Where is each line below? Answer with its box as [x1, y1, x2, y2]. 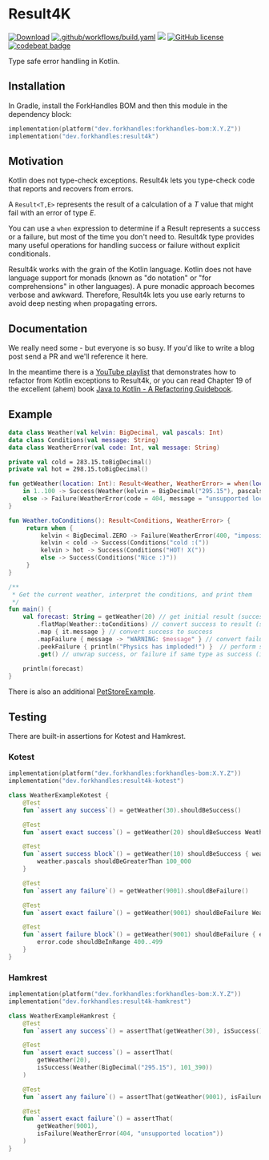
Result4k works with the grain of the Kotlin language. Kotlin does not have [8, 265, 252, 275]
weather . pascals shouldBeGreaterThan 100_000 [37, 857, 192, 865]
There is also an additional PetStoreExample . [8, 687, 156, 696]
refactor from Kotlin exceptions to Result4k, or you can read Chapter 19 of [8, 375, 252, 385]
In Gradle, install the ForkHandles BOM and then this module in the [8, 101, 228, 110]
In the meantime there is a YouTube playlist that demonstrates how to [8, 367, 236, 377]
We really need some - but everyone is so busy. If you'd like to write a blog [8, 343, 255, 353]
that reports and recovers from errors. [8, 184, 134, 194]
